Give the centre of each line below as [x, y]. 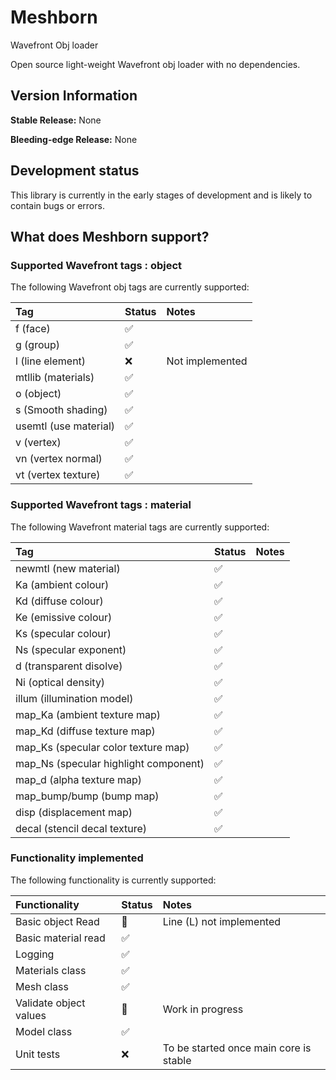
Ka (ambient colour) [62, 584]
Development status [75, 171]
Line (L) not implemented [222, 921]
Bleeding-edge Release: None [74, 139]
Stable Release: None [56, 120]
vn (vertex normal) [59, 459]
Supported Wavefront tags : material [101, 505]
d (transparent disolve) [69, 666]
